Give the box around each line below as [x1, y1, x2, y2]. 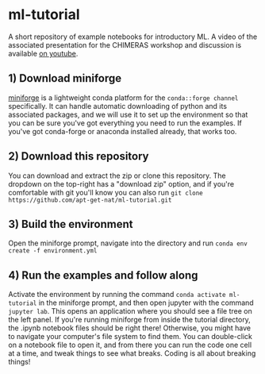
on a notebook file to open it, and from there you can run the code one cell [8, 340, 252, 350]
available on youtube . [8, 48, 79, 58]
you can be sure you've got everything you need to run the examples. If [8, 118, 242, 128]
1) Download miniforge [8, 71, 122, 85]
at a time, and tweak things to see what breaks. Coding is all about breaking [8, 349, 256, 358]
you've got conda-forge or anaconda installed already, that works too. [8, 126, 237, 136]
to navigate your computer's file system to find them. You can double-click [8, 332, 252, 341]
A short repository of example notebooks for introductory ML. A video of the [8, 32, 258, 41]
